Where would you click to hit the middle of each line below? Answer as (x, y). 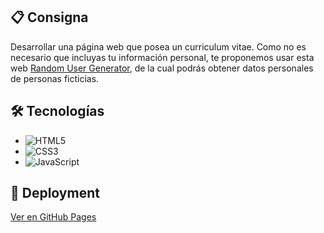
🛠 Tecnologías (57, 111)
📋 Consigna (49, 17)
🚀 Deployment (55, 193)
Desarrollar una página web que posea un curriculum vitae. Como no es (158, 46)
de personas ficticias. (55, 78)
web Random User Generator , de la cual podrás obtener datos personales (162, 68)
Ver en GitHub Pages (53, 217)
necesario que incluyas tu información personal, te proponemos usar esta (162, 57)
